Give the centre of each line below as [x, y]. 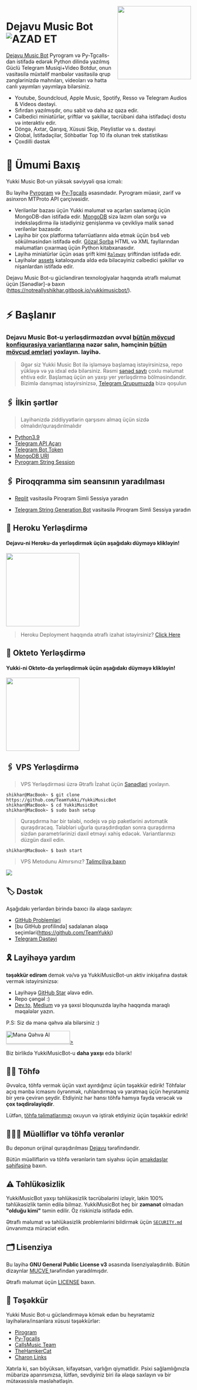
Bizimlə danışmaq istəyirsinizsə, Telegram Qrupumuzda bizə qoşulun [103, 383]
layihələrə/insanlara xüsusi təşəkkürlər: [53, 1321]
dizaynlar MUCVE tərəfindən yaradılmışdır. [57, 1270]
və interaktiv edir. [35, 123]
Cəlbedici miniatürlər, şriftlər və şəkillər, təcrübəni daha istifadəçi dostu [100, 116]
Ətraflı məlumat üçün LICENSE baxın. [51, 1282]
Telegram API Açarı [38, 443]
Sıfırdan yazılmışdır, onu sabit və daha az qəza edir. [77, 110]
